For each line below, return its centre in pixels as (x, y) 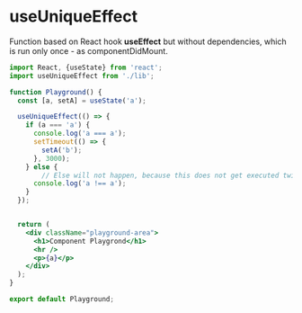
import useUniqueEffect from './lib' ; (82, 76)
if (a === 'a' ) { (58, 125)
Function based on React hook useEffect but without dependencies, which (148, 41)
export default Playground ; (62, 300)
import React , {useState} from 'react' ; (86, 67)
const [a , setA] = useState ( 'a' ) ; (82, 101)
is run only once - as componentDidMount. (89, 50)
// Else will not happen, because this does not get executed (160, 175)
